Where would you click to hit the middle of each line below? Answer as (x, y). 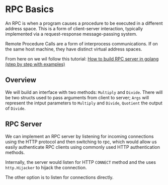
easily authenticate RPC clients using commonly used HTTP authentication (82, 147)
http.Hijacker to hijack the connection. (46, 167)
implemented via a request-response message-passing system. (71, 34)
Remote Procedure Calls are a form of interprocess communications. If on (82, 43)
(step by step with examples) (35, 64)
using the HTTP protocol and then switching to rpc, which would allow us (81, 142)
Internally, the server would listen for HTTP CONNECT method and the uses (80, 162)
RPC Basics (30, 9)
